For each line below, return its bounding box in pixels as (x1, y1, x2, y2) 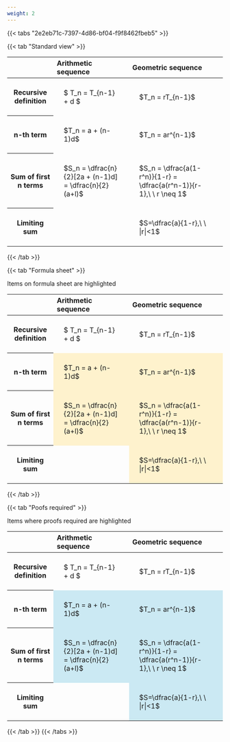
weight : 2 (7, 10, 36, 17)
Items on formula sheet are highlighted (7, 279, 116, 288)
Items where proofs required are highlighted (7, 517, 131, 525)
